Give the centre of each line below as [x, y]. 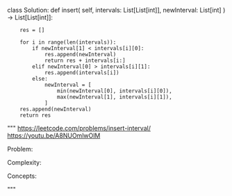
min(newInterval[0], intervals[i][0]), [114, 91]
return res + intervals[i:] [85, 60]
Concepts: [22, 176]
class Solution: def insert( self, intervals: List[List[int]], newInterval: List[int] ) [116, 10]
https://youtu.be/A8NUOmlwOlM [54, 136]
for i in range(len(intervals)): [68, 42]
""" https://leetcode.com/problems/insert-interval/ [79, 128]
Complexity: [24, 162]
